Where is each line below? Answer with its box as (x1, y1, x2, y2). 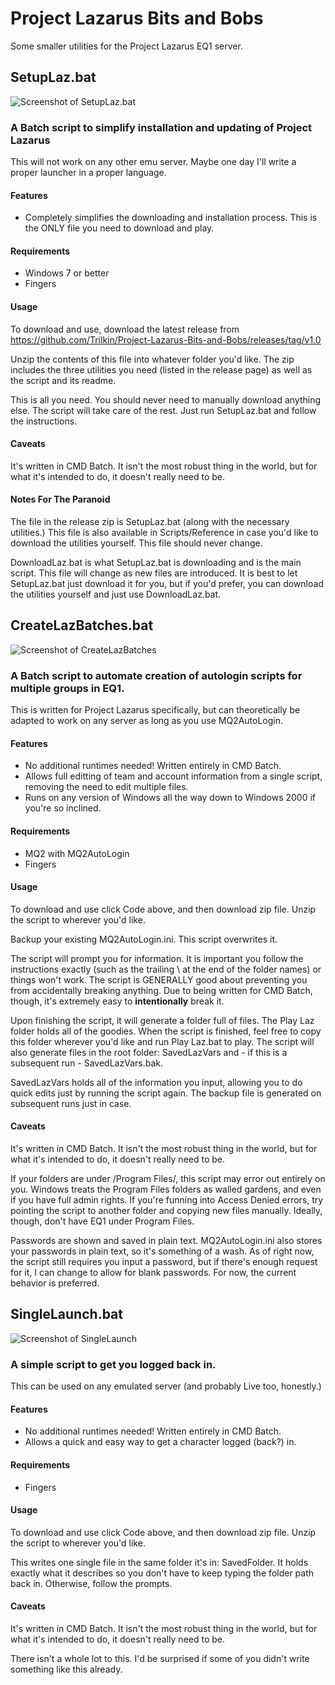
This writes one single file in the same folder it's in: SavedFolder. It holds (10, 1556, 309, 1568)
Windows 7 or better (24, 267, 110, 279)
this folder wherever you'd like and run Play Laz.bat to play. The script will (10, 1035, 315, 1047)
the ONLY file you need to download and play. (24, 222, 215, 234)
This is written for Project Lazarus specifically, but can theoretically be (10, 704, 301, 716)
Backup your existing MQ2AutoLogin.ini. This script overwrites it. (10, 933, 278, 945)
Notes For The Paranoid (10, 493, 111, 506)
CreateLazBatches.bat (10, 617, 154, 634)
